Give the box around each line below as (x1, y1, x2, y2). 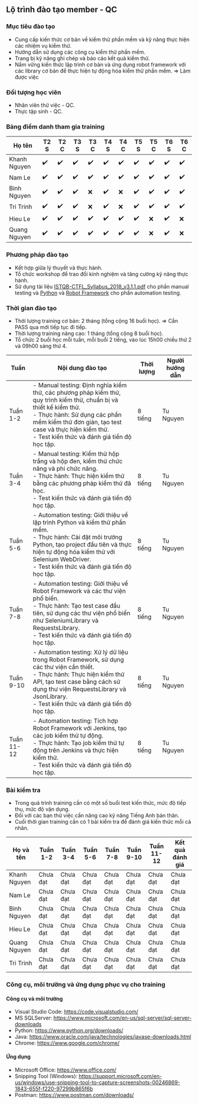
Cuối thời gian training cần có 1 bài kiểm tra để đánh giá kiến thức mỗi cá (14, 818, 192, 825)
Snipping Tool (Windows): (14, 1072, 78, 1079)
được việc (14, 73, 39, 80)
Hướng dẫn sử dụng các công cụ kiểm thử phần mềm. (14, 48, 146, 55)
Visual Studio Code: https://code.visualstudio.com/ (14, 1008, 138, 1015)
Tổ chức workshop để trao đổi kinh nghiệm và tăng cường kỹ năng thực (14, 270, 189, 277)
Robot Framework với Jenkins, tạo (32, 724, 127, 732)
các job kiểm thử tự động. (32, 731, 104, 739)
